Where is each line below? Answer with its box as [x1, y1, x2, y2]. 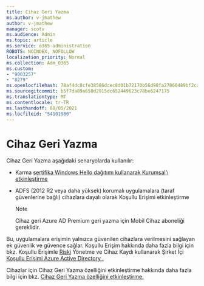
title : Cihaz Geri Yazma [6, 9, 69, 15]
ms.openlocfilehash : [6, 83, 59, 89]
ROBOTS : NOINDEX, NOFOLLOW [6, 49, 75, 55]
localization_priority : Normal [6, 54, 86, 60]
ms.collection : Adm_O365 [6, 60, 69, 66]
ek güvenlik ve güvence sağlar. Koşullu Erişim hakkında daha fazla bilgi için [6, 242, 194, 249]
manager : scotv [6, 26, 45, 32]
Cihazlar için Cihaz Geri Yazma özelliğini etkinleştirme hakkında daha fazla [6, 267, 192, 274]
